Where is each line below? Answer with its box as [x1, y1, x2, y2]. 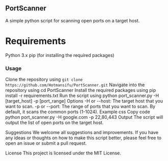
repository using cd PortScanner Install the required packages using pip [5, 87, 156, 93]
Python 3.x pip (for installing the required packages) [5, 52, 115, 58]
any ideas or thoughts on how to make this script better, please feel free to [5, 135, 162, 141]
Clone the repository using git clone [5, 76, 83, 83]
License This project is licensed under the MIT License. [5, 150, 121, 156]
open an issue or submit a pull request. [5, 140, 87, 146]
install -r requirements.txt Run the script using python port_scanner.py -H [5, 92, 159, 99]
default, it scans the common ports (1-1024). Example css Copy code [5, 109, 150, 115]
